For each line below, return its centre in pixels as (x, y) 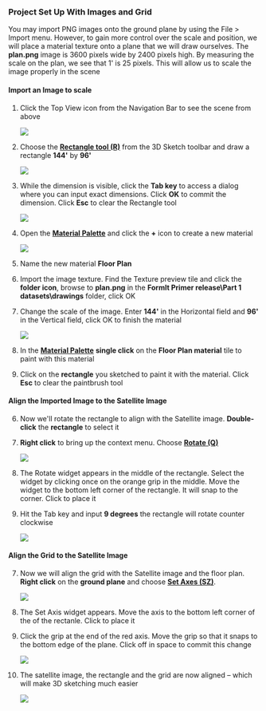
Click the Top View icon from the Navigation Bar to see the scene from (135, 108)
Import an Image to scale (50, 89)
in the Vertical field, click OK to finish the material (100, 320)
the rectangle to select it (78, 427)
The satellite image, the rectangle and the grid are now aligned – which (136, 675)
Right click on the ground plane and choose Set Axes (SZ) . (118, 582)
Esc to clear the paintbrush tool (71, 382)
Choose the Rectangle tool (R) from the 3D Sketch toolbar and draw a (135, 147)
